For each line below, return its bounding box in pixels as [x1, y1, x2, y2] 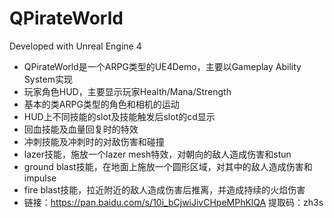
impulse [23, 172, 57, 184]
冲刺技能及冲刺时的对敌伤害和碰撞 [23, 135, 165, 147]
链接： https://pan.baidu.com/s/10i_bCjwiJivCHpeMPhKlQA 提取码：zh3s [23, 196, 324, 208]
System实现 [23, 73, 73, 85]
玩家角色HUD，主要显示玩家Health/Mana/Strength [23, 85, 232, 97]
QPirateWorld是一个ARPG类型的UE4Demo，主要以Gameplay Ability [23, 60, 302, 72]
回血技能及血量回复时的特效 [23, 123, 139, 135]
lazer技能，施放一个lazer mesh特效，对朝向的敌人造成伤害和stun [23, 148, 292, 160]
